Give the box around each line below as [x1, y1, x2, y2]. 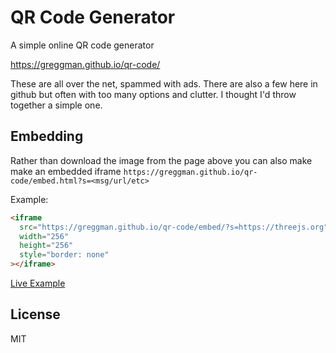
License [10, 306, 61, 323]
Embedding [10, 128, 84, 145]
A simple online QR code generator [10, 39, 155, 51]
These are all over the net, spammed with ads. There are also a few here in [10, 77, 318, 90]
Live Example [10, 277, 66, 289]
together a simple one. [10, 99, 103, 111]
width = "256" [19, 231, 70, 241]
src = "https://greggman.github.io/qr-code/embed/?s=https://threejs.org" [19, 222, 329, 232]
